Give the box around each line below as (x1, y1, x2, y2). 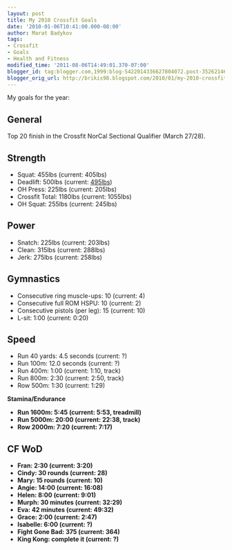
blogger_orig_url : (7, 74, 60, 82)
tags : (7, 36, 23, 43)
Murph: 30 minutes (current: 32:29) (17, 498, 123, 506)
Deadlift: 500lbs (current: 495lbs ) (17, 178, 113, 186)
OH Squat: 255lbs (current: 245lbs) (17, 200, 117, 208)
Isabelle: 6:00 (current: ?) (17, 520, 93, 529)
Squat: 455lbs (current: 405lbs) (17, 170, 107, 179)
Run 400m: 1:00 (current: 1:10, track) (17, 366, 121, 375)
